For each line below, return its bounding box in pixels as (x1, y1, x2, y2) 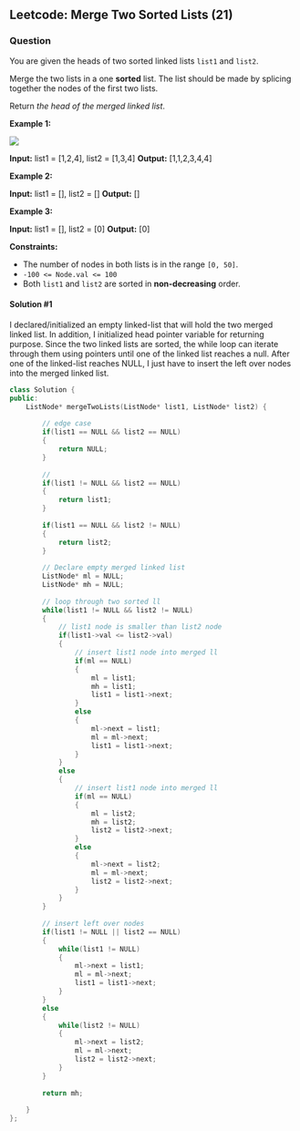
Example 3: (9, 205, 53, 217)
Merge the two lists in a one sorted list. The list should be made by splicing (9, 73, 292, 84)
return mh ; (42, 1088, 84, 1097)
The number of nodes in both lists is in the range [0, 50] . (22, 259, 239, 270)
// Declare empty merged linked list (42, 563, 185, 572)
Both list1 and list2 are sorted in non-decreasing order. (22, 278, 241, 289)
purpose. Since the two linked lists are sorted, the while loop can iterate (9, 338, 279, 349)
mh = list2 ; (90, 817, 137, 827)
